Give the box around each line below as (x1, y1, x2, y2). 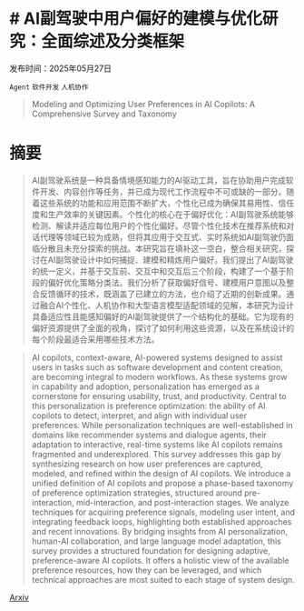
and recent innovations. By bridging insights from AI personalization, (31, 526, 289, 536)
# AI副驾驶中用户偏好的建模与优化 (9, 8, 263, 29)
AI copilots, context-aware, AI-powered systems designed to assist (31, 352, 283, 363)
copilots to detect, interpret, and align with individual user (31, 410, 248, 421)
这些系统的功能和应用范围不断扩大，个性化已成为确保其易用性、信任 (39, 197, 295, 208)
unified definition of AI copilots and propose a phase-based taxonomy (31, 477, 294, 488)
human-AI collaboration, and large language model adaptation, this (31, 536, 281, 546)
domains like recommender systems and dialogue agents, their (31, 429, 268, 440)
